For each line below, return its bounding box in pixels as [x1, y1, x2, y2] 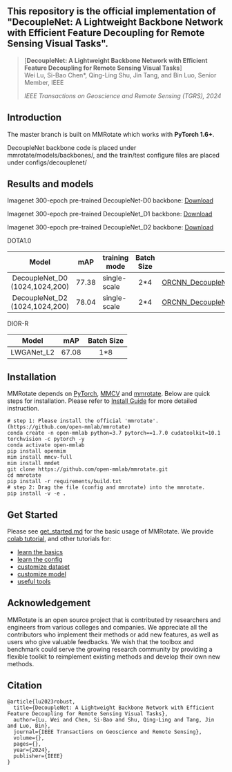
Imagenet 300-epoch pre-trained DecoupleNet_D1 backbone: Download [7, 210, 213, 218]
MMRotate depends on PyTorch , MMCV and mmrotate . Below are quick [7, 390, 211, 398]
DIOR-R [7, 319, 29, 328]
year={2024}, [13, 746, 51, 753]
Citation [7, 680, 43, 692]
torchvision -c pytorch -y [7, 435, 85, 443]
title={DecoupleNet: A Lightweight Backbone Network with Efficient [13, 704, 215, 711]
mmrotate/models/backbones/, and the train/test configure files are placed [7, 151, 220, 159]
